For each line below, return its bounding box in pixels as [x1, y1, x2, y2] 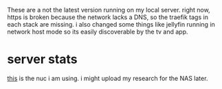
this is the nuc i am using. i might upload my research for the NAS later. [7, 74, 208, 82]
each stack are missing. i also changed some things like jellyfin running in [7, 21, 215, 28]
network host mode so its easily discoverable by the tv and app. [7, 27, 188, 36]
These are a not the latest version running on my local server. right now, [7, 6, 211, 14]
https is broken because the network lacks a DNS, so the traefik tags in [7, 13, 208, 21]
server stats [7, 51, 78, 67]
